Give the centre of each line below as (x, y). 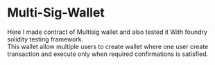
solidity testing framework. (45, 39)
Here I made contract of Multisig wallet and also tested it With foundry (108, 32)
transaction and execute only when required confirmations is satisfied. (108, 54)
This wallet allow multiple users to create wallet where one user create (108, 46)
